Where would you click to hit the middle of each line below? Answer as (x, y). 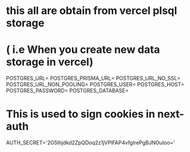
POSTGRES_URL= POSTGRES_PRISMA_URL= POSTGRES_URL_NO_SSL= (93, 78)
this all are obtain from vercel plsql (91, 11)
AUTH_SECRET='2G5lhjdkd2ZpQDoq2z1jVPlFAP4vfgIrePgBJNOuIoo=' (91, 143)
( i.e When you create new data (83, 50)
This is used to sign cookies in (81, 114)
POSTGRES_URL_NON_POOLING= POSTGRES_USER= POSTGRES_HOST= (95, 84)
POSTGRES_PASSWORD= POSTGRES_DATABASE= (68, 91)
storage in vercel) (50, 62)
